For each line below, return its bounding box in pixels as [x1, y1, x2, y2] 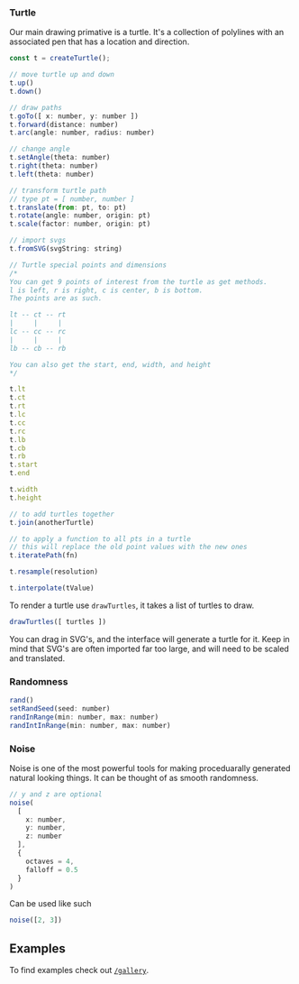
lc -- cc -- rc [9, 327, 67, 336]
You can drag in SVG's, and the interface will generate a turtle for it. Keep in [9, 633, 290, 644]
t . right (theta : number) [9, 161, 99, 170]
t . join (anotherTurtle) [9, 518, 95, 527]
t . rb [9, 452, 26, 461]
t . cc [9, 418, 26, 428]
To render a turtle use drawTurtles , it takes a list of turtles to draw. [9, 600, 255, 611]
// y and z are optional [9, 789, 103, 799]
